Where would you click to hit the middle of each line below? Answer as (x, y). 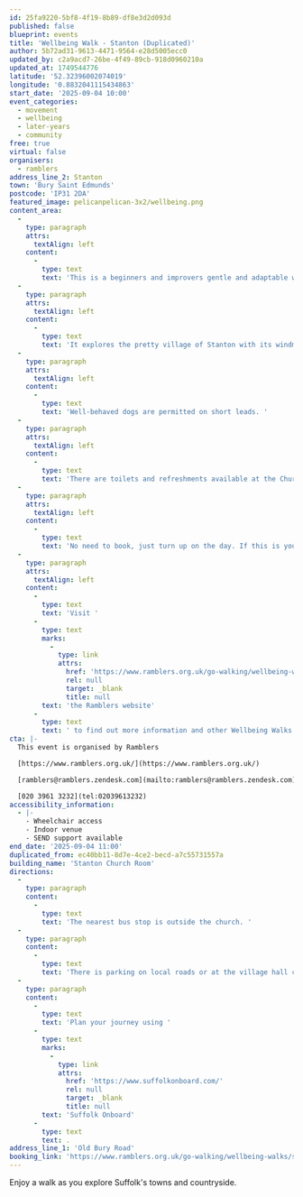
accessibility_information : (62, 805)
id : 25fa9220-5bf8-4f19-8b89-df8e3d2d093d (90, 18)
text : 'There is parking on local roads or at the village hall (165, 972)
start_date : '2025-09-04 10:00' (70, 93)
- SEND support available (74, 838)
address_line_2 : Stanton (56, 177)
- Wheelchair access (64, 822)
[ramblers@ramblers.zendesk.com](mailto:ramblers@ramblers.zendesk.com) (157, 780)
